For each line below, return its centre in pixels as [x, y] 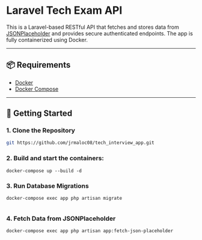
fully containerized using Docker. [47, 40]
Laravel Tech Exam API [64, 10]
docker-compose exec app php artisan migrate [64, 198]
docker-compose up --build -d [44, 171]
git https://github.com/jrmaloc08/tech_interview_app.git [80, 143]
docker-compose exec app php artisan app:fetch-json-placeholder [90, 231]
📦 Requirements [38, 65]
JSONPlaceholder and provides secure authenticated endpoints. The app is [100, 33]
